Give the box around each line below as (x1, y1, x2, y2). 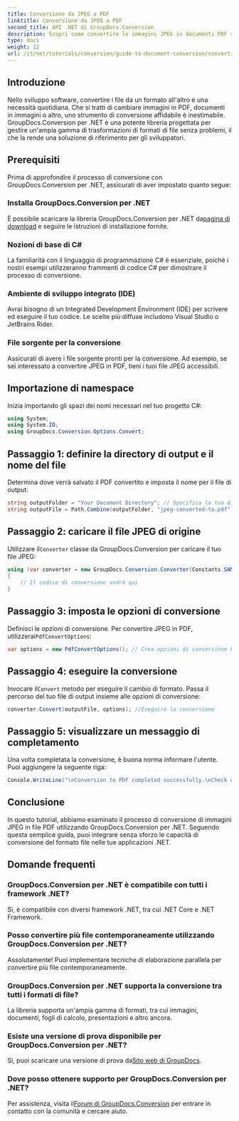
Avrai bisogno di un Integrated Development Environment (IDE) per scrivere (7, 305, 228, 313)
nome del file (7, 459, 66, 471)
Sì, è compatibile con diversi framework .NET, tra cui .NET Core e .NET (7, 905, 215, 914)
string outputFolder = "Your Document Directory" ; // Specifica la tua (7, 499, 224, 506)
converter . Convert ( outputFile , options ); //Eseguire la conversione (7, 706, 215, 713)
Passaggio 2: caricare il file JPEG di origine (7, 526, 201, 538)
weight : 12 (7, 43, 40, 51)
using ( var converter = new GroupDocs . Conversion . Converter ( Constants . (7, 565, 224, 573)
